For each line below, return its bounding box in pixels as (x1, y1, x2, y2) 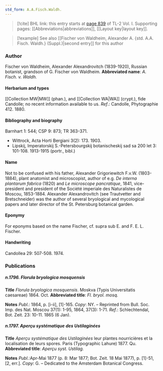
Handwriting (5, 239, 31, 245)
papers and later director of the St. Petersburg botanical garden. (5, 201, 134, 207)
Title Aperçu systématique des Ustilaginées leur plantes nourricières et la (5, 335, 153, 341)
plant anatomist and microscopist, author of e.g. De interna (18, 175, 137, 181)
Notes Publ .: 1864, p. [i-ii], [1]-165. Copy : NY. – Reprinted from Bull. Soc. (5, 301, 150, 307)
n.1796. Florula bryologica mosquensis (5, 274, 85, 280)
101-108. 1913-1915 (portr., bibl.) (12, 148, 75, 154)
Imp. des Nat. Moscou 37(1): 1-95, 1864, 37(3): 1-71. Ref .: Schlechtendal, (5, 307, 150, 312)
